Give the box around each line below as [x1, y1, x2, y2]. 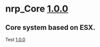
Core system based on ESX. [5, 23, 96, 32]
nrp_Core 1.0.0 [5, 3, 68, 15]
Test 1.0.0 [5, 36, 26, 42]
